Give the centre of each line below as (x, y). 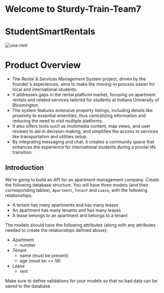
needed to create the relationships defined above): (56, 230)
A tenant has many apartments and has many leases (65, 205)
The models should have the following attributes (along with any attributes (81, 225)
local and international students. (45, 89)
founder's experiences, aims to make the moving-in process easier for (83, 84)
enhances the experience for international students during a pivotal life (84, 147)
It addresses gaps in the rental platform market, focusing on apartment (84, 95)
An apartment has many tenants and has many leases (67, 210)
